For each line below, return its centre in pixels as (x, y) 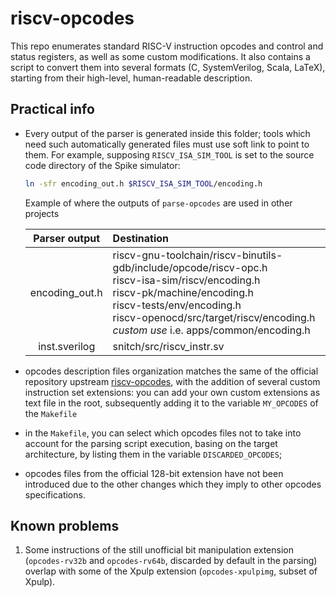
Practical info (52, 109)
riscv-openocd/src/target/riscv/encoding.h (214, 317)
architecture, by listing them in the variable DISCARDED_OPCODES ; (153, 454)
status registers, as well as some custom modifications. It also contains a (160, 56)
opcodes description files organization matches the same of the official (171, 371)
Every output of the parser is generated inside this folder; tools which (167, 133)
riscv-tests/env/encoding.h (177, 305)
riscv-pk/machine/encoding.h (183, 292)
